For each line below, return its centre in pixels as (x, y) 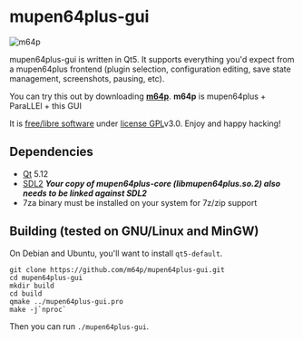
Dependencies (51, 152)
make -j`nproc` (38, 309)
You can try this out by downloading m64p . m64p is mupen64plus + (138, 96)
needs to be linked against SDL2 (85, 193)
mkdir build (32, 286)
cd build (26, 293)
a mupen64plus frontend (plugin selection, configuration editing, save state (151, 69)
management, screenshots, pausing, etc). (87, 78)
